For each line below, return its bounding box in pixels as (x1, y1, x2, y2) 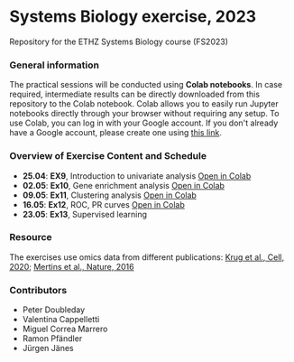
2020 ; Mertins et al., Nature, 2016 (9, 261, 134, 272)
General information (9, 59, 99, 71)
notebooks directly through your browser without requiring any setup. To (9, 108, 280, 119)
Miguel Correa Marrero (22, 323, 108, 335)
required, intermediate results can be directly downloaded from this (9, 88, 260, 100)
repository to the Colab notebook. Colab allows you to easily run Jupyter (9, 98, 279, 109)
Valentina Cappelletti (22, 314, 100, 325)
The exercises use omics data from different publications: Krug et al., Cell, (9, 251, 285, 263)
